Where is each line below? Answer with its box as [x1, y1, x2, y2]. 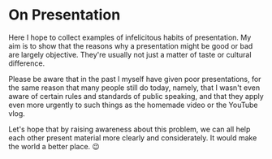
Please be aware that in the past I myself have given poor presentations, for [8, 74, 261, 84]
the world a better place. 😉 [8, 141, 100, 151]
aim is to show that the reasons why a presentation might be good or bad [8, 41, 253, 50]
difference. [8, 58, 45, 68]
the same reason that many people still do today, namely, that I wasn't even [8, 83, 261, 92]
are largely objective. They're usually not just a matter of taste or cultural [8, 49, 252, 59]
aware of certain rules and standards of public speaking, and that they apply [8, 91, 264, 101]
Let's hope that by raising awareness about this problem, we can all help [8, 124, 251, 134]
